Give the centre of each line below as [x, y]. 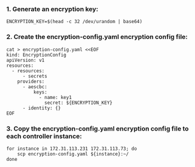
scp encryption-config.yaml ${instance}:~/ [73, 154]
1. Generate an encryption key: [52, 9]
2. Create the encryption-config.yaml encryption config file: [97, 37]
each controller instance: [44, 136]
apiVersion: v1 [26, 60]
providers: [31, 81]
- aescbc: [35, 87]
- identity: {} [42, 108]
